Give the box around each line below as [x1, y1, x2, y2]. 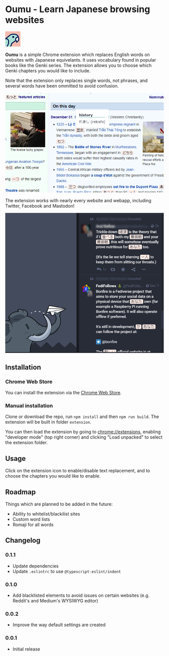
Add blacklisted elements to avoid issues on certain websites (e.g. [12, 592, 150, 598]
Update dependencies [12, 563, 59, 569]
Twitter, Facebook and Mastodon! [5, 203, 75, 209]
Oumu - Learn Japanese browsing [5, 4, 150, 15]
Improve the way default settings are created [12, 622, 106, 628]
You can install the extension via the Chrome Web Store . [5, 390, 122, 396]
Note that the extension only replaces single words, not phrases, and [5, 77, 148, 83]
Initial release [12, 646, 40, 652]
